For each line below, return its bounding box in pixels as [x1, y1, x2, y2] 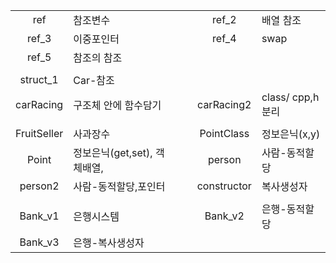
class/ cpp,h [261, 90, 320, 104]
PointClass [199, 127, 250, 140]
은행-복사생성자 [73, 236, 145, 249]
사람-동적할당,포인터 [73, 180, 166, 193]
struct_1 [19, 73, 59, 86]
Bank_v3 [19, 235, 60, 249]
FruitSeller [15, 127, 64, 140]
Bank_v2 [204, 209, 245, 223]
